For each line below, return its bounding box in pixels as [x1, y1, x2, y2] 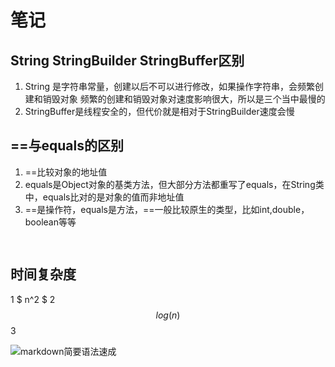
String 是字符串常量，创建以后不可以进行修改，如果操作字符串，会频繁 [24, 81, 315, 92]
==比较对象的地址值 [24, 166, 108, 178]
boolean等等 [24, 216, 77, 228]
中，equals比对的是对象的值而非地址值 [24, 191, 185, 203]
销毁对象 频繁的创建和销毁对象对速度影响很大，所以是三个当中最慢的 [42, 93, 326, 105]
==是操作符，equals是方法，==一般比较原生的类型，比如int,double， [24, 203, 310, 215]
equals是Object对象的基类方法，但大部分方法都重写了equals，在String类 [24, 178, 325, 190]
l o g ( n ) [155, 309, 181, 321]
